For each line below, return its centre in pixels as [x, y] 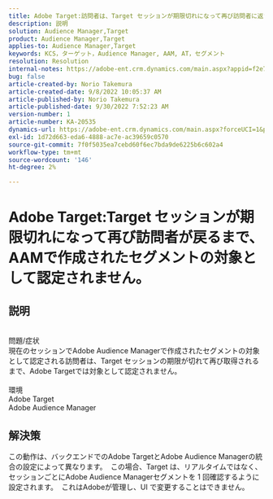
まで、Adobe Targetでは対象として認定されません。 [95, 371]
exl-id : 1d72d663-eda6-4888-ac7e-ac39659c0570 [89, 137]
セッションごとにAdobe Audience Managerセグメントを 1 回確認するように [134, 476]
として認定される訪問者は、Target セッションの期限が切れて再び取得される [134, 361]
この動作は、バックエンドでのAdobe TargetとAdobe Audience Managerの [132, 456]
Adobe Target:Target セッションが [124, 217]
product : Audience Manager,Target [67, 39]
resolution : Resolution [49, 62]
